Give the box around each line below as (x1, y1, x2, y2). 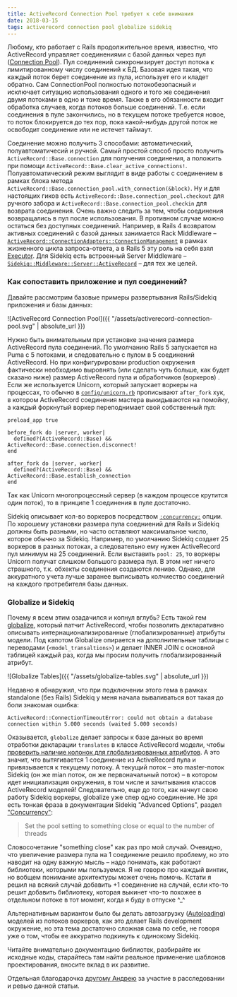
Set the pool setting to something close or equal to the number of (24, 821, 215, 830)
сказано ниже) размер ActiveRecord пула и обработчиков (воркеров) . (7, 372, 220, 382)
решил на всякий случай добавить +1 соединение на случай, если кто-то (7, 880, 229, 889)
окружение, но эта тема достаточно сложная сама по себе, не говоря (7, 924, 220, 933)
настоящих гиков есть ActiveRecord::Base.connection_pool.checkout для (7, 191, 224, 200)
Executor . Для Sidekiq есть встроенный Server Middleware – (7, 252, 187, 260)
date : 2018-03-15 (7, 17, 59, 24)
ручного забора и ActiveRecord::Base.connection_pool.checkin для (7, 199, 207, 208)
